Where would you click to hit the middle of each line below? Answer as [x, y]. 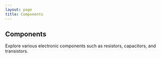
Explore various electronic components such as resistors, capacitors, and [80, 46]
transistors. [17, 51]
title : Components [24, 14]
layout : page [19, 10]
